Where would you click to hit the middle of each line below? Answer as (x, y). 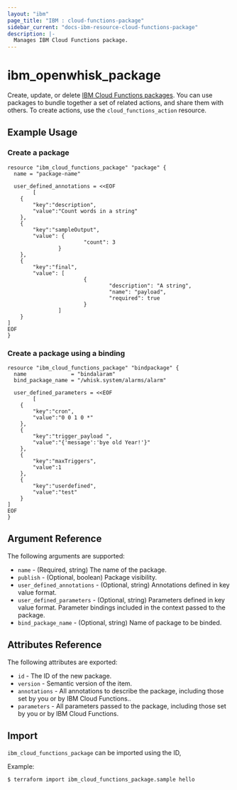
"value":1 (47, 467)
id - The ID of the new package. (65, 676)
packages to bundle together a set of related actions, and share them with (116, 103)
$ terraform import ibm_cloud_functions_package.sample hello (101, 780)
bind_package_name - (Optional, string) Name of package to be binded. (120, 622)
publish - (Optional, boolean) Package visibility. (87, 577)
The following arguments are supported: (66, 556)
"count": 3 (99, 242)
